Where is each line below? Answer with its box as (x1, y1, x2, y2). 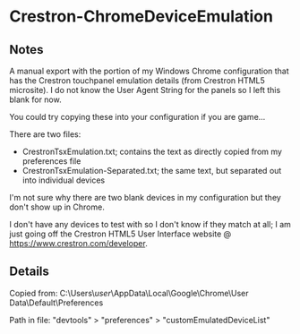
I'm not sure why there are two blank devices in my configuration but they (9, 193, 282, 202)
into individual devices (21, 175, 106, 185)
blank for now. (9, 94, 62, 105)
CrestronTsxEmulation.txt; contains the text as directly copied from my (21, 146, 282, 157)
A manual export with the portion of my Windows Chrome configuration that (9, 65, 289, 76)
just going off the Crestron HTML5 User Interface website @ (9, 228, 232, 239)
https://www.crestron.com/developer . (9, 238, 148, 248)
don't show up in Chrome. (9, 201, 105, 212)
